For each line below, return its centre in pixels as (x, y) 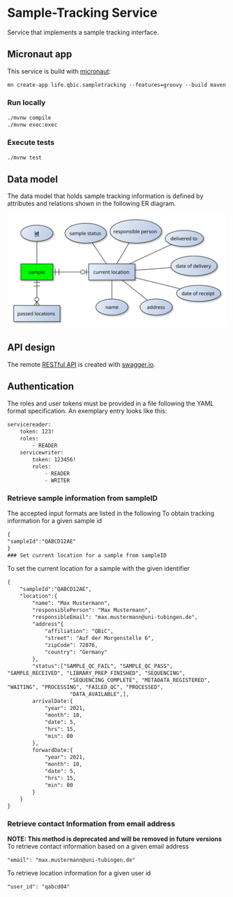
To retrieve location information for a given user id (79, 873)
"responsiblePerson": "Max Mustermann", (92, 610)
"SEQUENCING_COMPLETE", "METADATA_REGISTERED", (140, 680)
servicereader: (29, 424)
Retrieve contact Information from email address (91, 823)
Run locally (27, 102)
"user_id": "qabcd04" (39, 887)
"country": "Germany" (76, 652)
